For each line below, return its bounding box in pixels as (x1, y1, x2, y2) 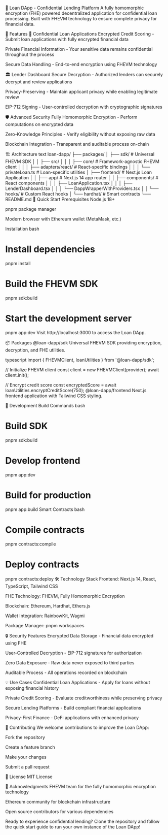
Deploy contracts (5, 559, 79, 570)
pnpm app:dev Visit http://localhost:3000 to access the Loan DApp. (5, 329, 146, 335)
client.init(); (5, 372, 29, 378)
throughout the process (5, 51, 55, 57)
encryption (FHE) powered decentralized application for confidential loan (5, 10, 158, 16)
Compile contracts (5, 524, 85, 535)
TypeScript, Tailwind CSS (5, 583, 58, 589)
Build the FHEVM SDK (5, 278, 99, 290)
